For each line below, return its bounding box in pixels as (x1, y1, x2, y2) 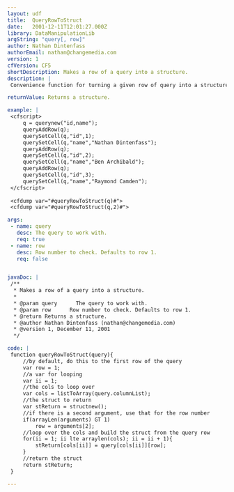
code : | (7, 345, 30, 352)
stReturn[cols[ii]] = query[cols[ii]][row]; (35, 442, 167, 449)
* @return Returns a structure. (13, 313, 108, 320)
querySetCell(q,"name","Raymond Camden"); (22, 178, 148, 185)
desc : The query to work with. (16, 229, 108, 236)
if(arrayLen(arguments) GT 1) (22, 416, 111, 423)
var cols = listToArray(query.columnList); (22, 390, 151, 397)
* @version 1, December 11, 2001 (13, 325, 111, 333)
